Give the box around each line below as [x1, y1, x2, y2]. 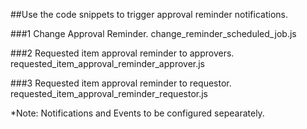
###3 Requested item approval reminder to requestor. [10, 77, 232, 89]
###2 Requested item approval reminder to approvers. [10, 47, 235, 59]
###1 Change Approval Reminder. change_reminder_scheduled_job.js [10, 28, 297, 39]
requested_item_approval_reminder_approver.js [10, 58, 206, 69]
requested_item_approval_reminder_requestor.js [10, 88, 208, 99]
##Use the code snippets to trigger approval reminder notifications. [10, 9, 288, 20]
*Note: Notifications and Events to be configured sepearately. [10, 107, 265, 119]
